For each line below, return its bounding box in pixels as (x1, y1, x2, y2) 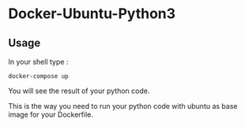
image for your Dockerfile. (8, 110, 93, 119)
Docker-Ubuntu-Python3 (8, 5, 176, 23)
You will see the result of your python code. (8, 86, 150, 95)
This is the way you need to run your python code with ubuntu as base (8, 102, 238, 110)
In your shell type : (8, 57, 69, 66)
